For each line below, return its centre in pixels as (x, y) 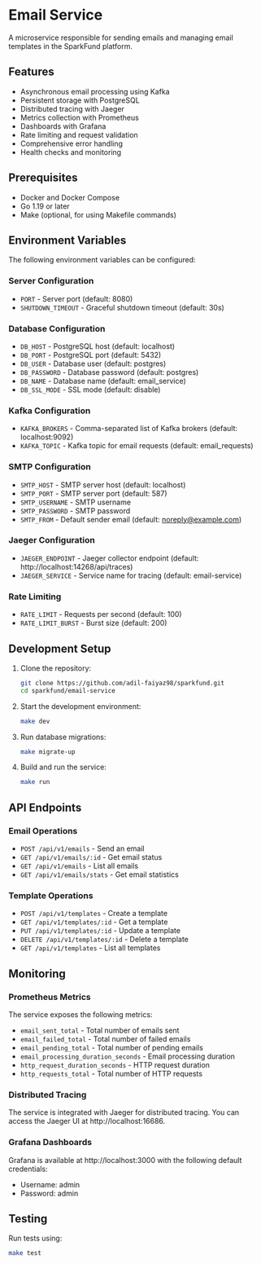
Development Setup (60, 648)
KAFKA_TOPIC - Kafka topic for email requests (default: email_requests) (137, 446)
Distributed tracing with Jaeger (72, 108)
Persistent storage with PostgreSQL (80, 100)
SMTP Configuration (50, 467)
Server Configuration (51, 281)
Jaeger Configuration (52, 540)
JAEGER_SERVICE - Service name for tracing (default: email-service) (131, 575)
